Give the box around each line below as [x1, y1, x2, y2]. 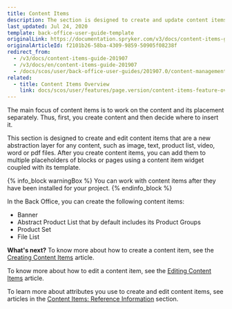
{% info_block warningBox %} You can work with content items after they [7, 177, 216, 185]
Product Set [17, 226, 52, 234]
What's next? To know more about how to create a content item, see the [7, 246, 214, 255]
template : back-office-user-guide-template [7, 29, 135, 37]
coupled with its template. [7, 163, 81, 172]
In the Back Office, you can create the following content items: [7, 197, 185, 206]
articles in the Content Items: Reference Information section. [7, 295, 179, 303]
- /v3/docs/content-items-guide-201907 [13, 55, 128, 62]
